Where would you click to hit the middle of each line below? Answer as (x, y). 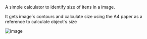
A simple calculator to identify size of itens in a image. (60, 7)
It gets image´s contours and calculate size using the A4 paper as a (74, 16)
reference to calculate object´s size (41, 22)
